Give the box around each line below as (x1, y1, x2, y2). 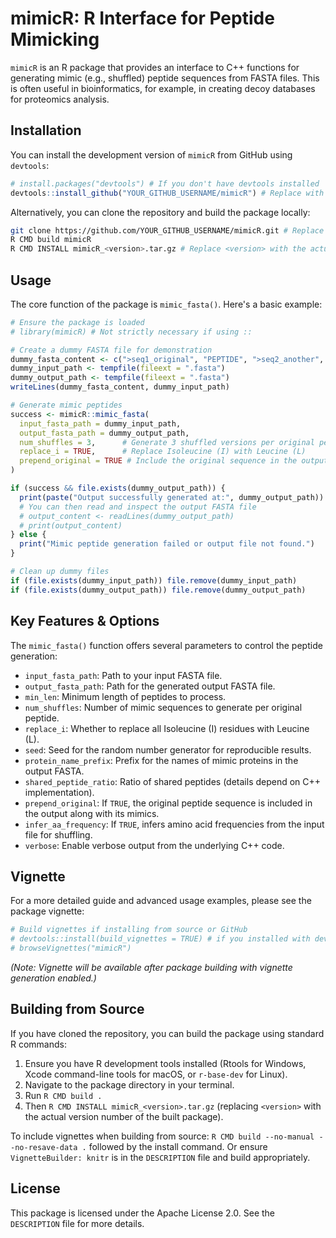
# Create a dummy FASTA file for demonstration (10, 345, 213, 355)
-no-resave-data (10, 1142, 78, 1152)
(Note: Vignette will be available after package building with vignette (10, 961, 293, 973)
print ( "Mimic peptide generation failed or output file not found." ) (19, 539, 315, 549)
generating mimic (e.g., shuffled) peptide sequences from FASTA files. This (10, 72, 320, 84)
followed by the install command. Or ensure (88, 1140, 268, 1152)
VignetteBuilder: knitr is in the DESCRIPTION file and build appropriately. (10, 1151, 311, 1163)
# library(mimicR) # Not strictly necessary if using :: (10, 327, 253, 337)
